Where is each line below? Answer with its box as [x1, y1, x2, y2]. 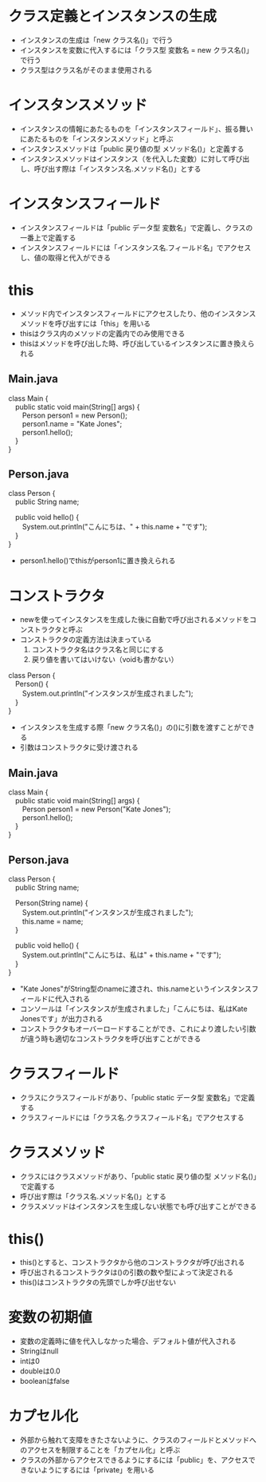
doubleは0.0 [19, 1366, 61, 1376]
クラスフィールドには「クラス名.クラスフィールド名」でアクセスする [19, 1112, 244, 1122]
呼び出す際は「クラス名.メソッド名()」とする [19, 1191, 167, 1201]
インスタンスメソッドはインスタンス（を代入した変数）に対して [19, 153, 229, 164]
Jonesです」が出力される [19, 1013, 104, 1023]
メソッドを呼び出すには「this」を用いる [19, 319, 151, 328]
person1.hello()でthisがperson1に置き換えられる [19, 556, 176, 565]
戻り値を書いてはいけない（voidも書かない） [31, 655, 178, 664]
